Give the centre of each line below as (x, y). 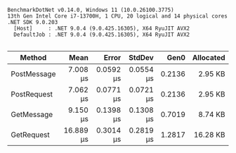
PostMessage (33, 74)
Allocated (209, 57)
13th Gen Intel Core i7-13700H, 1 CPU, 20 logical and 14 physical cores (118, 16)
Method (33, 57)
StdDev (142, 57)
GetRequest (31, 135)
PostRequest (32, 94)
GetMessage (32, 115)
